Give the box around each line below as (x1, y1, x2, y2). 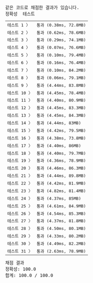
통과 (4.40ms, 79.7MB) (36, 151, 86, 156)
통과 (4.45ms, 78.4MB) (36, 90, 86, 96)
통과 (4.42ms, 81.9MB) (36, 181, 86, 186)
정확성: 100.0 (5, 266, 36, 272)
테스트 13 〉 (7, 113, 33, 118)
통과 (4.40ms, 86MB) (36, 143, 81, 148)
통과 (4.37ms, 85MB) (36, 196, 81, 201)
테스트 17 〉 (7, 143, 33, 148)
